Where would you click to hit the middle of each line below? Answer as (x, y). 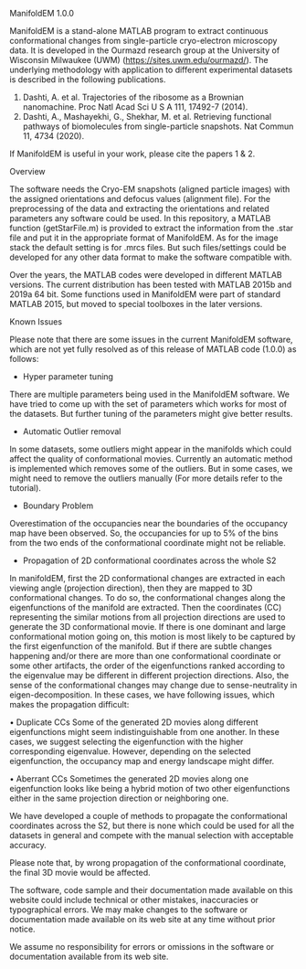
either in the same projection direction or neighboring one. (119, 798)
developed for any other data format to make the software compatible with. (151, 257)
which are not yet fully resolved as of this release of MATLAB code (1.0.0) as (153, 349)
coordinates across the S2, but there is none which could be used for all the (152, 825)
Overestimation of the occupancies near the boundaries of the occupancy (148, 523)
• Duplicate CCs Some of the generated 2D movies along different (134, 722)
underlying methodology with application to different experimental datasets (151, 69)
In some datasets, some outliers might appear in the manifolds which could (151, 449)
